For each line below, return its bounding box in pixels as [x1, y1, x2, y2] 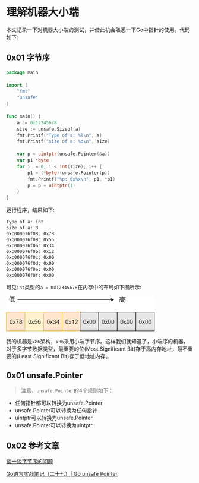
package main [6, 70, 39, 75]
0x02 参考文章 [6, 441, 59, 451]
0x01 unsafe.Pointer [6, 370, 83, 380]
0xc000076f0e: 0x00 [6, 267, 55, 273]
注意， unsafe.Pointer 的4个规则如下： [20, 387, 114, 394]
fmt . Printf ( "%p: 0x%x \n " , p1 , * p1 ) [27, 176, 116, 182]
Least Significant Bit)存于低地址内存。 [18, 353, 111, 360]
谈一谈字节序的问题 [6, 457, 53, 465]
